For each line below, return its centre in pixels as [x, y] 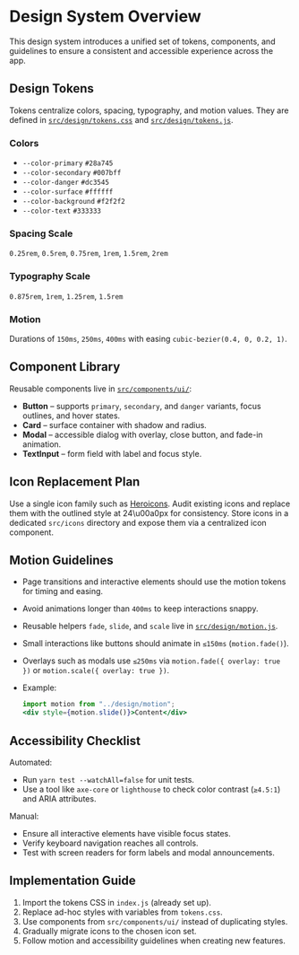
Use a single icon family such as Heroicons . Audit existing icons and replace [150, 504]
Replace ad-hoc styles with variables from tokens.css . [123, 912]
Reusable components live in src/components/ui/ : [101, 389]
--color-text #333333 [61, 211]
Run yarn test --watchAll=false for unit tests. [108, 779]
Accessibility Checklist [75, 741]
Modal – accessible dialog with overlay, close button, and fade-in [142, 434]
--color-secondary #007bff [72, 173]
